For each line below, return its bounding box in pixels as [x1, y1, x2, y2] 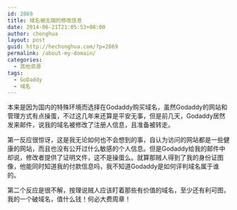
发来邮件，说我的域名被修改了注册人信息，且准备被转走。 [7, 121, 174, 129]
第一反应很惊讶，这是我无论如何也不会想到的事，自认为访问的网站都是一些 [7, 136, 224, 144]
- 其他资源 [13, 63, 42, 70]
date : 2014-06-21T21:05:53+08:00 [7, 23, 106, 30]
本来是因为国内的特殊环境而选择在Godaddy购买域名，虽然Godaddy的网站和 [7, 103, 228, 112]
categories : [7, 57, 42, 64]
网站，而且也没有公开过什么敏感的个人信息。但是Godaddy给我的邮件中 [19, 144, 226, 153]
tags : [7, 69, 23, 76]
